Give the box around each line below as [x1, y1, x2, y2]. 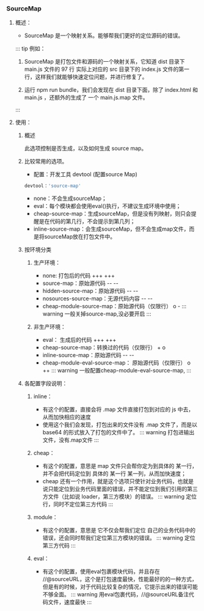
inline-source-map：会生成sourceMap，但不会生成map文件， [33, 225, 189, 233]
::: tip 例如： [15, 45, 46, 53]
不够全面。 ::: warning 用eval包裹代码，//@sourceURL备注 [42, 591, 189, 598]
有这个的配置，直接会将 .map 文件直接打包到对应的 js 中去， [42, 405, 194, 413]
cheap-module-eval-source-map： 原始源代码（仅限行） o [42, 359, 191, 366]
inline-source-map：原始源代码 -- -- [42, 352, 134, 359]
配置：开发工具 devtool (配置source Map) [33, 171, 137, 178]
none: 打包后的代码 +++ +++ [42, 272, 115, 280]
